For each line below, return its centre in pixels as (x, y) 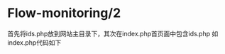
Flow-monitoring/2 (64, 13)
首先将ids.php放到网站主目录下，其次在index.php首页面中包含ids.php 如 (113, 33)
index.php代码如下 (34, 42)
